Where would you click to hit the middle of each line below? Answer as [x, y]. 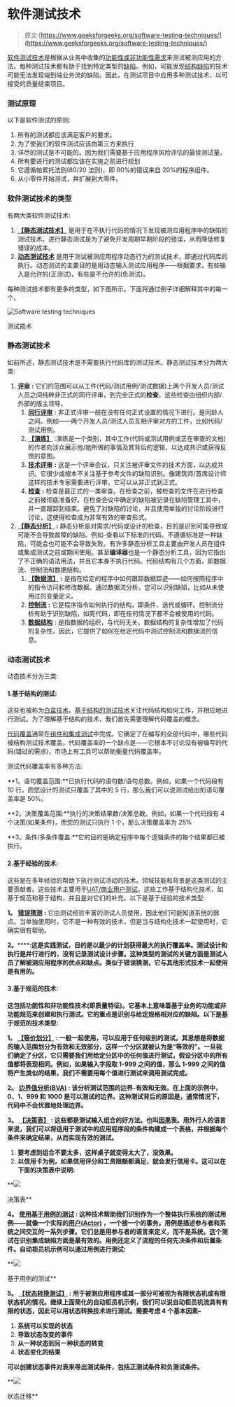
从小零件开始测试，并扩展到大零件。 [70, 178]
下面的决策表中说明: [46, 1170]
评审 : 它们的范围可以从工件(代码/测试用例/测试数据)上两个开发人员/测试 [121, 386]
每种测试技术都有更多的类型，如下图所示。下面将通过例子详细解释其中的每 [114, 288]
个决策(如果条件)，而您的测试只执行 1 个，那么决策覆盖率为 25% [100, 822]
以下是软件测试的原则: [39, 120]
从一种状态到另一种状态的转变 [60, 1343]
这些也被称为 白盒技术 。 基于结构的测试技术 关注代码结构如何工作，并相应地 [114, 710]
